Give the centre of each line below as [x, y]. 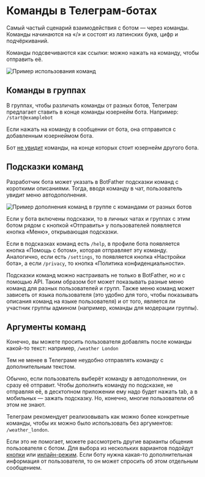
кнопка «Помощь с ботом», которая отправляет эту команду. [87, 250]
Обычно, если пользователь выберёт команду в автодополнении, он [96, 379]
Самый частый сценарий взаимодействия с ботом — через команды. [98, 28]
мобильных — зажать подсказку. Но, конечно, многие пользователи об [100, 398]
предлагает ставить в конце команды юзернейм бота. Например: [92, 112]
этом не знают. [26, 405]
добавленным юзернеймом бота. [50, 135]
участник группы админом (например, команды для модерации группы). [102, 307]
